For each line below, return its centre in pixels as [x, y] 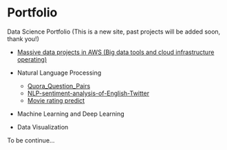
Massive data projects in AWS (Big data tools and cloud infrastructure [116, 52]
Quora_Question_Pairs [59, 86]
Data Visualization [43, 127]
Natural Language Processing [59, 73]
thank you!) [23, 38]
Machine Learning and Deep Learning [71, 114]
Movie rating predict [56, 100]
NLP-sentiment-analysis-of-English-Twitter [88, 93]
